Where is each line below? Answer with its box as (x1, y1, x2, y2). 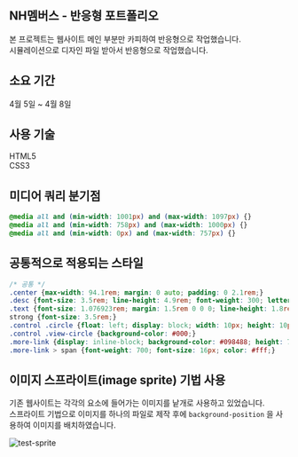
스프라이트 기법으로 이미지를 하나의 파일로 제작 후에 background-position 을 (9, 409, 274, 420)
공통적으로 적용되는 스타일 (9, 256, 144, 271)
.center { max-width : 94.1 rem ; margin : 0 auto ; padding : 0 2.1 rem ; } (9, 288, 264, 297)
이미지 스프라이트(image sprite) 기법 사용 (9, 372, 226, 388)
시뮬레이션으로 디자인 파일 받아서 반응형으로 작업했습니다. (9, 44, 208, 55)
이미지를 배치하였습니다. (32, 420, 117, 430)
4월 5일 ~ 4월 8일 (9, 98, 72, 109)
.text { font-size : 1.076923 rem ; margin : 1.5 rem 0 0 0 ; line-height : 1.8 (9, 304, 284, 313)
